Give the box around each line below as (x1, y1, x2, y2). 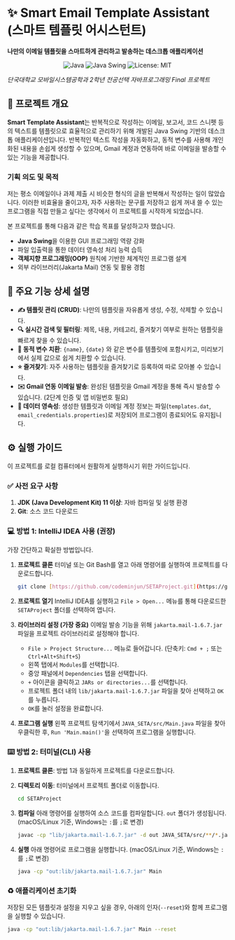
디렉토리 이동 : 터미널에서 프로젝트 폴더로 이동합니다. (17, 782, 159, 790)
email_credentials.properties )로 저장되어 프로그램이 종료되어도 (17, 410, 198, 418)
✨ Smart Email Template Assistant (7, 5, 210, 21)
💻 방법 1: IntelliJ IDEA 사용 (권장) (7, 526, 115, 536)
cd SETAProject (17, 796, 62, 803)
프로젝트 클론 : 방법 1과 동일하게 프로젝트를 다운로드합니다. (17, 766, 175, 775)
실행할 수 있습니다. (14, 912, 65, 920)
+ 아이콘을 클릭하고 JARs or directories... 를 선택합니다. (27, 678, 188, 686)
